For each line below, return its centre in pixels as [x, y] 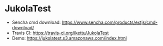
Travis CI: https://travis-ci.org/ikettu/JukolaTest [60, 33]
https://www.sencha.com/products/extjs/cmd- [110, 22]
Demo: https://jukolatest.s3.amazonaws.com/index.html [69, 38]
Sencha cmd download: [36, 22]
